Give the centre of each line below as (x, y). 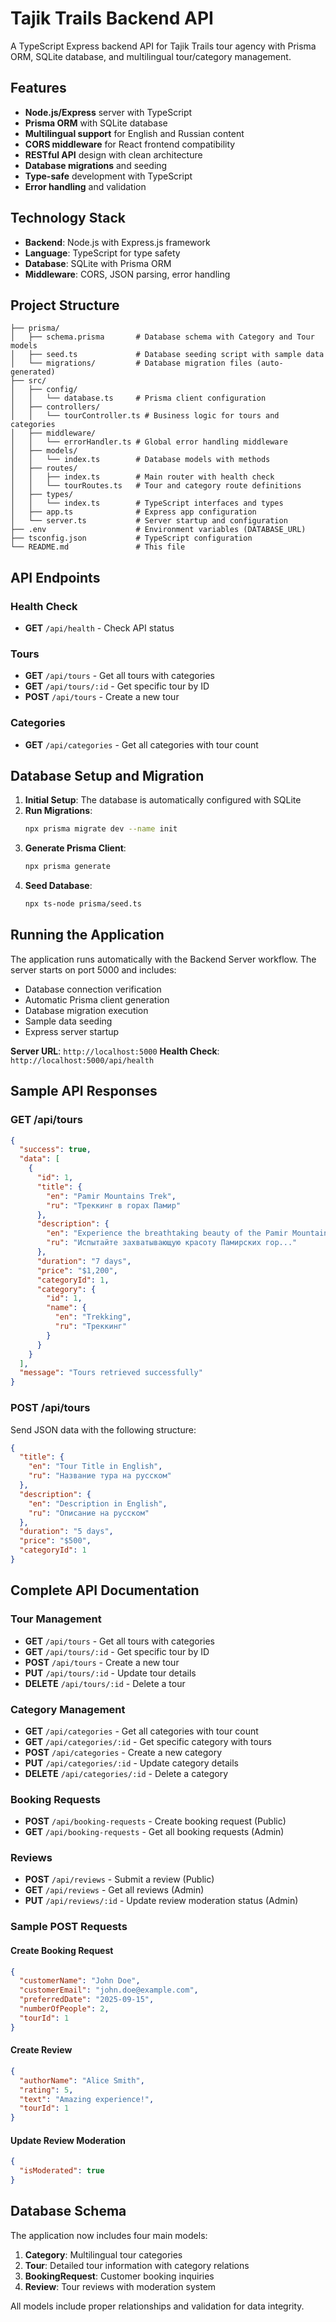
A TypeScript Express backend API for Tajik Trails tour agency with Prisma (163, 46)
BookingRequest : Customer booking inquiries (119, 2276)
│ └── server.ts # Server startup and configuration (149, 521)
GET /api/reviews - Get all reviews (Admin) (114, 1890)
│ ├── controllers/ (55, 407)
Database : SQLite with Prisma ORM (98, 263)
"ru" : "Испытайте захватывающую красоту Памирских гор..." (172, 1243)
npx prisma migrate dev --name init (101, 829)
